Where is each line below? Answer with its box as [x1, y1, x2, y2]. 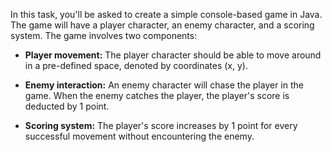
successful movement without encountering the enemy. [24, 130, 255, 142]
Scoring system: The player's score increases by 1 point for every [24, 120, 298, 131]
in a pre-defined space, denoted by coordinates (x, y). [24, 60, 248, 71]
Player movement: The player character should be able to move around [24, 49, 322, 61]
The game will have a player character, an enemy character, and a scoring [10, 19, 315, 31]
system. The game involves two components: [10, 30, 198, 41]
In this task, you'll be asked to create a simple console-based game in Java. [10, 9, 323, 20]
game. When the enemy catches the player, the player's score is [24, 90, 290, 101]
